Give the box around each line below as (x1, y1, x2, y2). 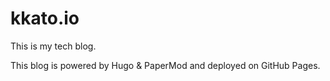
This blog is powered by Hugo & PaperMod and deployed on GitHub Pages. (10, 59, 321, 71)
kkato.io (10, 7, 80, 30)
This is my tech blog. (10, 40, 97, 52)
